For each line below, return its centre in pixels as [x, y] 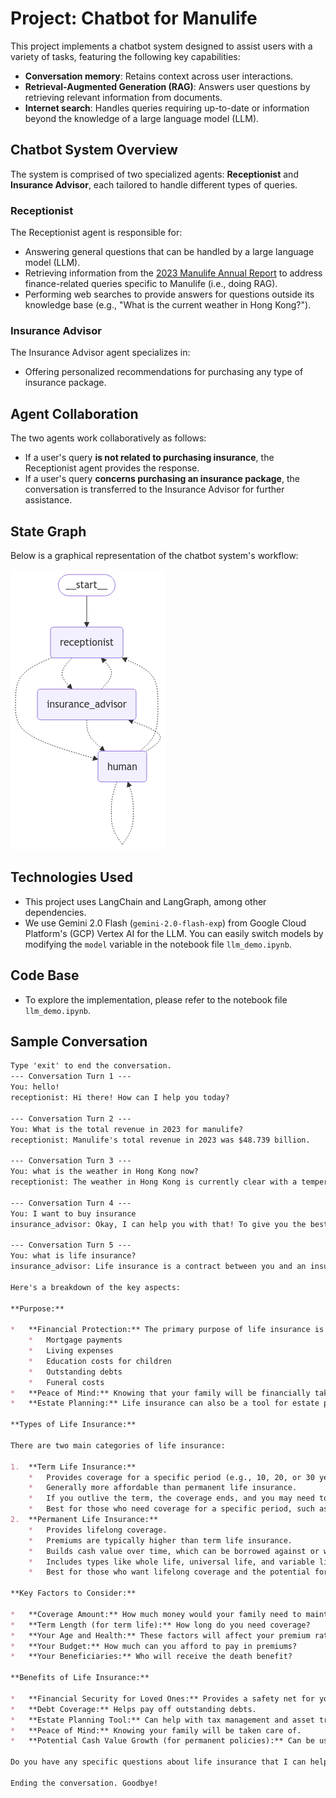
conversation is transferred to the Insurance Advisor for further [154, 489]
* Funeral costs [66, 1382]
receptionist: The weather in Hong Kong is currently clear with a [154, 1182]
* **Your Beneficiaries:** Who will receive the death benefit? [151, 1657]
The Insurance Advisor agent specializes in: [100, 353]
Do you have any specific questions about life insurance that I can [158, 1762]
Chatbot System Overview [94, 150]
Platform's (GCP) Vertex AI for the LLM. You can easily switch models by [174, 933]
